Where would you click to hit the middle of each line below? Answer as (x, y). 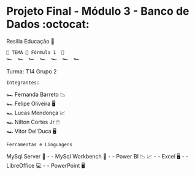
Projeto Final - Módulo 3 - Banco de (98, 11)
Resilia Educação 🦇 (31, 41)
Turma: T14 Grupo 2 (32, 71)
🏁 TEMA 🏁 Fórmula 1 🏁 (35, 52)
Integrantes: (23, 83)
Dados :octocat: (48, 24)
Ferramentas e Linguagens (39, 144)
